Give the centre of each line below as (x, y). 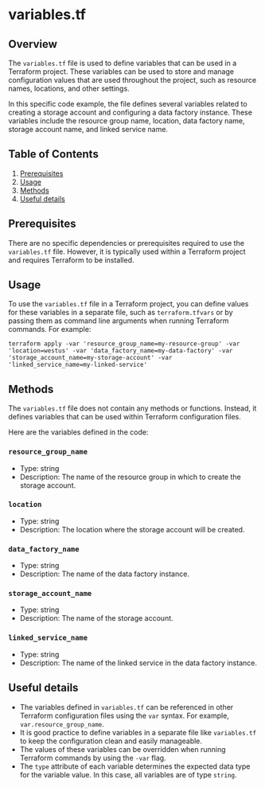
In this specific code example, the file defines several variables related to (128, 104)
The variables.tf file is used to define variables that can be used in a (123, 63)
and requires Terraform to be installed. (71, 259)
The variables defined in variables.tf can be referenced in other (127, 707)
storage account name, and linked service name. (88, 129)
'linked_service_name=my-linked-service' (78, 365)
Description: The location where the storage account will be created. (132, 529)
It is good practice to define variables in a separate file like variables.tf (138, 732)
